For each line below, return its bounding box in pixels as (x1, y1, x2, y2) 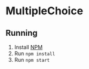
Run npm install (14, 50, 56, 57)
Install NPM (14, 43, 43, 51)
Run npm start (14, 57, 50, 63)
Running (5, 28, 38, 38)
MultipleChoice (5, 4, 84, 18)
